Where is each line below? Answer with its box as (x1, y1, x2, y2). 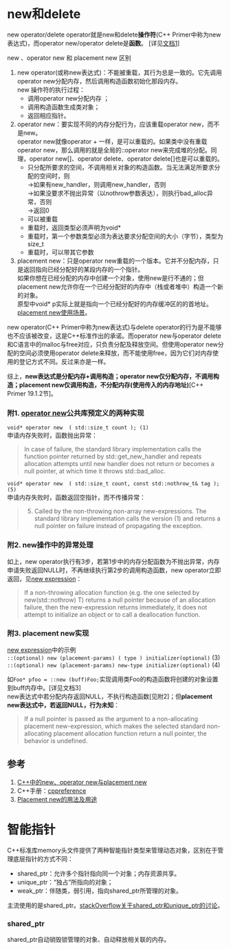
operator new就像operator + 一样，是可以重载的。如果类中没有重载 (16, 137, 208, 145)
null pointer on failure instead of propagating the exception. (34, 522, 203, 530)
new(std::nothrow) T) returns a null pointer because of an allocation (23, 596, 216, 604)
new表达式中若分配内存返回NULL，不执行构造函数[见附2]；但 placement (7, 692, 213, 700)
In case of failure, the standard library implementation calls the (23, 445, 201, 454)
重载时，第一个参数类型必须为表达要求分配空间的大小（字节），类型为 (27, 232, 223, 240)
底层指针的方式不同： (12, 854, 74, 862)
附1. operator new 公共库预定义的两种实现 (7, 408, 144, 418)
